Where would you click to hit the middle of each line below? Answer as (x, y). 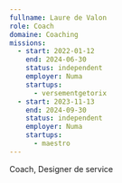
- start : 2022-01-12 (56, 51)
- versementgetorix (70, 93)
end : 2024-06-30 (56, 59)
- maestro (52, 143)
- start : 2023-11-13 (56, 101)
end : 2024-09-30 (56, 110)
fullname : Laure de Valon (58, 18)
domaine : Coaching (44, 34)
